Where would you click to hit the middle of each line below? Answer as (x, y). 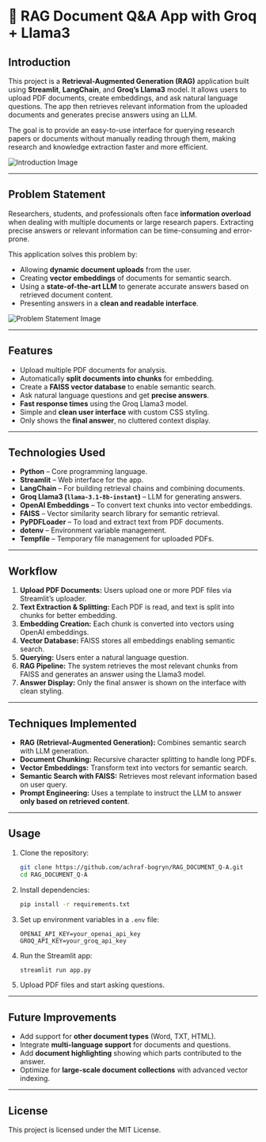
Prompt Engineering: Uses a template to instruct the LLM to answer (130, 793)
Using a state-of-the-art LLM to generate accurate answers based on (134, 286)
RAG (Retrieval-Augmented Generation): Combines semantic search (133, 742)
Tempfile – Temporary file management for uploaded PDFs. (117, 539)
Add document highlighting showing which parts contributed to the (131, 1053)
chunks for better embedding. (68, 616)
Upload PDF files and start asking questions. (92, 985)
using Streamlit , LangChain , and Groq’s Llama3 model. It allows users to (127, 89)
